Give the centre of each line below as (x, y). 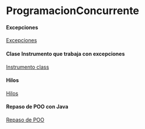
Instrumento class (28, 67)
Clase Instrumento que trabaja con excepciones (65, 53)
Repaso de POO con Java (37, 107)
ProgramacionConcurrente (72, 11)
